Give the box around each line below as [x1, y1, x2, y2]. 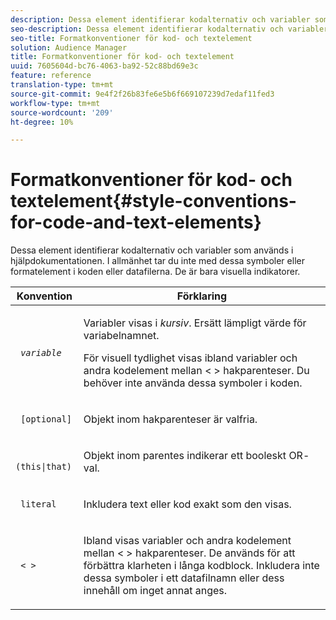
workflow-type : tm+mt [10, 98, 101, 108]
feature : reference [10, 71, 92, 81]
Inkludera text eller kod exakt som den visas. [83, 497, 292, 511]
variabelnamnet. [83, 329, 160, 343]
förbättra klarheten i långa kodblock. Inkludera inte [83, 559, 320, 573]
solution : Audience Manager [10, 42, 128, 53]
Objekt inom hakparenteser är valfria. [83, 412, 258, 426]
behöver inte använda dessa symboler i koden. [83, 376, 303, 390]
